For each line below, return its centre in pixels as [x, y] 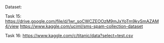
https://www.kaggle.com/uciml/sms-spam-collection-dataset [81, 26]
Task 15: [13, 16]
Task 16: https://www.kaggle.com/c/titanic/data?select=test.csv [69, 36]
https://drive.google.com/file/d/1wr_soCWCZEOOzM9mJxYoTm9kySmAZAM [82, 21]
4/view [12, 26]
